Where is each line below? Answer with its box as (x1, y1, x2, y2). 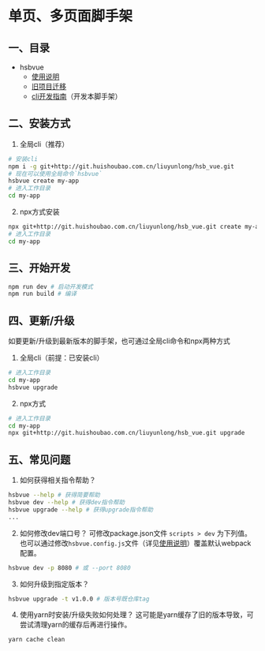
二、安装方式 (8, 117, 71, 130)
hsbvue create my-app (8, 177, 80, 185)
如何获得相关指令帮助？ (19, 475, 96, 485)
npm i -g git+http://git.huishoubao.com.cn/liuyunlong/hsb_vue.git (8, 163, 235, 170)
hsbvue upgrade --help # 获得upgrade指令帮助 (8, 506, 154, 514)
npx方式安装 (19, 207, 60, 217)
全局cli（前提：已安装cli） (19, 353, 104, 363)
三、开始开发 (8, 261, 71, 275)
